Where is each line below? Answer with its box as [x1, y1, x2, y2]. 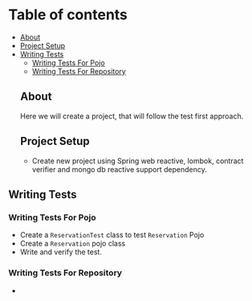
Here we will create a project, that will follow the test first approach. [19, 111, 244, 121]
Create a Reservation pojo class [19, 239, 126, 249]
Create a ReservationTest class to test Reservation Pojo [19, 230, 205, 240]
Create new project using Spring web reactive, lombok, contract [31, 155, 244, 166]
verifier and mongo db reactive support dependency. [31, 164, 207, 174]
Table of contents [8, 6, 128, 24]
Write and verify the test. [19, 247, 103, 257]
